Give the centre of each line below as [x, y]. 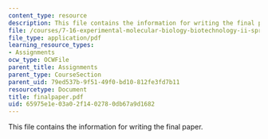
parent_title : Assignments [53, 68]
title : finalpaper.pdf [46, 97]
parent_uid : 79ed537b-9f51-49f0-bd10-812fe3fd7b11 [94, 82]
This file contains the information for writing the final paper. [106, 127]
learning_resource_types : [51, 45]
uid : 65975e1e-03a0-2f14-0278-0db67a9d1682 [82, 104]
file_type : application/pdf [55, 38]
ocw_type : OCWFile [39, 60]
